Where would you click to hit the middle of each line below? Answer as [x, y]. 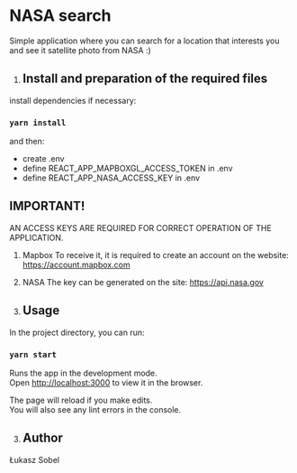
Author [42, 438]
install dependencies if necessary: [73, 100]
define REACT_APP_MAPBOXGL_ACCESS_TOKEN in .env [127, 169]
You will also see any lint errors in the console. [95, 409]
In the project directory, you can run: [77, 332]
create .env [43, 159]
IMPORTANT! [47, 206]
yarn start [33, 354]
